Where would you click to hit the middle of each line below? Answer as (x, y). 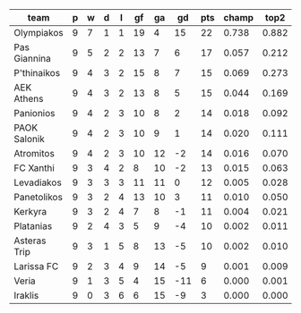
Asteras (30, 241)
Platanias (33, 226)
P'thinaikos (37, 73)
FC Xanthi (34, 168)
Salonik (29, 139)
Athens (29, 99)
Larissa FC (36, 266)
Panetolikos (38, 197)
